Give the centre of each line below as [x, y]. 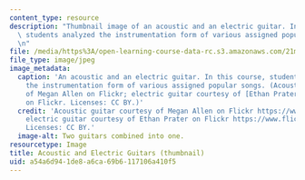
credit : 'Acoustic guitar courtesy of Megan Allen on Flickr [136, 111]
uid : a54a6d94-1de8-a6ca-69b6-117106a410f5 [93, 161]
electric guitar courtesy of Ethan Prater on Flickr [128, 119]
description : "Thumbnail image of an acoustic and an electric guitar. [148, 26]
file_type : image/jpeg [52, 60]
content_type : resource [54, 18]
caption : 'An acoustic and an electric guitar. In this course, [142, 77]
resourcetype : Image [49, 145]
